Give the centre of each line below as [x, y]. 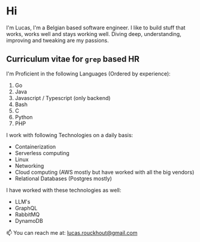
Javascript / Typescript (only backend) [63, 98]
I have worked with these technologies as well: [64, 190]
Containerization [35, 146]
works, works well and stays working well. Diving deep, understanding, [94, 34]
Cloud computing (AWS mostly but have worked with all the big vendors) [104, 172]
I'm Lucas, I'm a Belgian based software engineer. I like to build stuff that [96, 28]
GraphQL [26, 208]
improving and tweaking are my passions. [57, 40]
